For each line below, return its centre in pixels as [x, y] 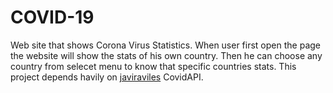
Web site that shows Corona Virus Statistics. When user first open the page [165, 45]
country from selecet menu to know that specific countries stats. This [153, 66]
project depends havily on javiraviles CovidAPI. [107, 77]
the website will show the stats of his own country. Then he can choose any [166, 55]
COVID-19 [52, 17]
